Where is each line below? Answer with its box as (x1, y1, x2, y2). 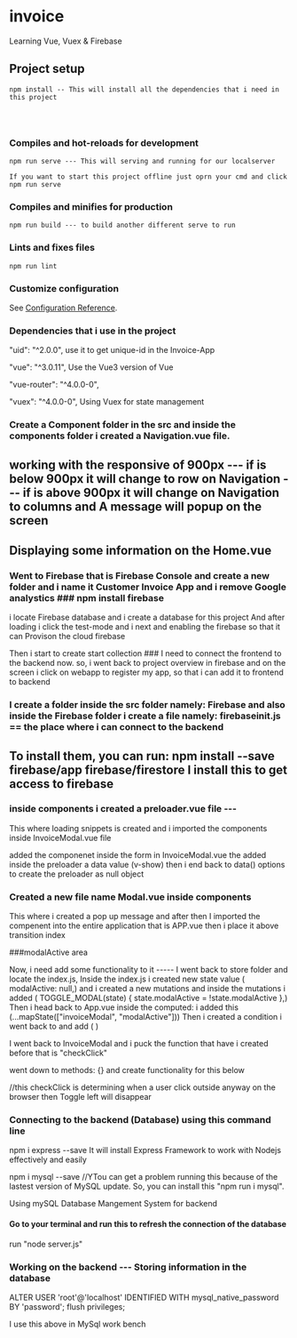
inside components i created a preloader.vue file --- (9, 803, 238, 815)
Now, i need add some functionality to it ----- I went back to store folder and (9, 965, 288, 975)
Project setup (9, 61, 86, 76)
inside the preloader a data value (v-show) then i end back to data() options (9, 859, 285, 869)
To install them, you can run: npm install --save (9, 749, 275, 764)
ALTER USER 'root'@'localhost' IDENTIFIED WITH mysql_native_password (9, 1292, 279, 1302)
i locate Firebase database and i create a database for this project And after (9, 612, 285, 623)
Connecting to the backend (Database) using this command (9, 1114, 272, 1126)
